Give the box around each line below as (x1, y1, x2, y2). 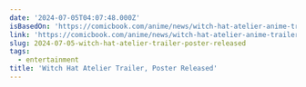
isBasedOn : (9, 22, 51, 31)
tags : (9, 47, 30, 56)
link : (9, 30, 30, 39)
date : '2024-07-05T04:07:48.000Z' (9, 13, 141, 23)
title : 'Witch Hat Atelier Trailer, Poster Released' (9, 64, 219, 73)
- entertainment (17, 55, 79, 64)
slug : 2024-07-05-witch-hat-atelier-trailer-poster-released (9, 38, 247, 48)
